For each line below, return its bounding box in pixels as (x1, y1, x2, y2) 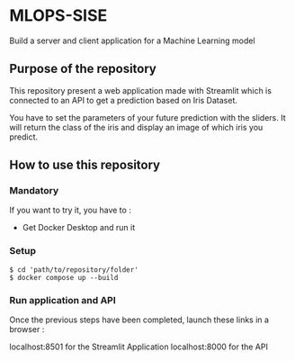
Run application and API (9, 293, 117, 306)
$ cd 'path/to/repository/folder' (9, 265, 139, 275)
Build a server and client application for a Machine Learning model (9, 35, 255, 46)
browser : (9, 324, 45, 335)
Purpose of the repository (9, 61, 157, 77)
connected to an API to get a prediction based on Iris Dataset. (9, 95, 238, 105)
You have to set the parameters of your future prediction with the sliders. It (9, 112, 286, 122)
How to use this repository (9, 158, 161, 173)
